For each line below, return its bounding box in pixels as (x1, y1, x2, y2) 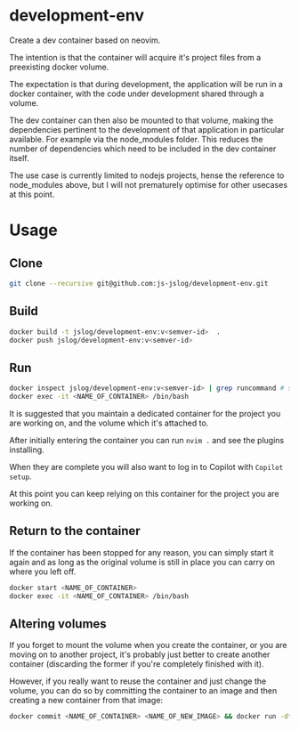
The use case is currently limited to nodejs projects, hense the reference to (9, 170, 285, 181)
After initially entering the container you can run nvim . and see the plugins (9, 434, 285, 445)
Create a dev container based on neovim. (9, 35, 161, 45)
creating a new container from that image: (9, 695, 163, 706)
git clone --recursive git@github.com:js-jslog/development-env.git (9, 279, 269, 288)
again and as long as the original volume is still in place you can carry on (9, 556, 276, 567)
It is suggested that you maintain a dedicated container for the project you (9, 408, 281, 418)
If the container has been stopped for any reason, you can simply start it (9, 547, 274, 557)
